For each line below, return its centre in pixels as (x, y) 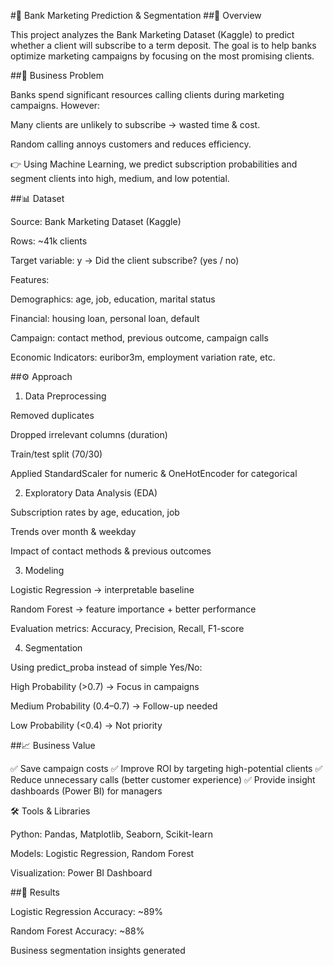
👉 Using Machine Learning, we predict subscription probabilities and (154, 164)
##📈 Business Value (53, 745)
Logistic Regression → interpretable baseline (102, 589)
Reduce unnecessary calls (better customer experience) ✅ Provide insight (163, 779)
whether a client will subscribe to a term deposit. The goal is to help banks (163, 45)
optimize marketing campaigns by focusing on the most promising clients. (162, 56)
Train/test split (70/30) (56, 454)
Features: (30, 279)
